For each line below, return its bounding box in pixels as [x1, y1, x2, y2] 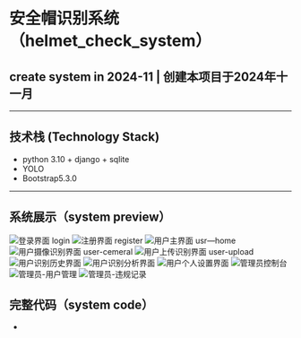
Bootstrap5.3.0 [21, 172, 78, 184]
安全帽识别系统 [9, 8, 120, 29]
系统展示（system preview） [9, 210, 172, 225]
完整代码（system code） [9, 298, 154, 313]
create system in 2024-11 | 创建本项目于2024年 [9, 69, 276, 84]
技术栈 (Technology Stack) [9, 129, 159, 144]
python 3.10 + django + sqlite [21, 153, 130, 164]
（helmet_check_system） [9, 30, 212, 51]
